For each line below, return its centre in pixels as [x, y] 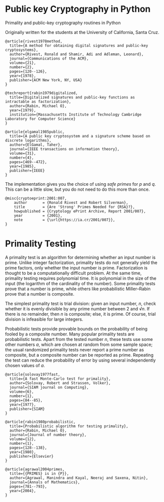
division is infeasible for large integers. [44, 319]
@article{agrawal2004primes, [35, 469]
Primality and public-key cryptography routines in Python [63, 23]
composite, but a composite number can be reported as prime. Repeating [79, 355]
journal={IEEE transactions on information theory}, [65, 149]
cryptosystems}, [22, 50]
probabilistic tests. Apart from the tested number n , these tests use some [79, 339]
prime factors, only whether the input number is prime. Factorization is [76, 268]
